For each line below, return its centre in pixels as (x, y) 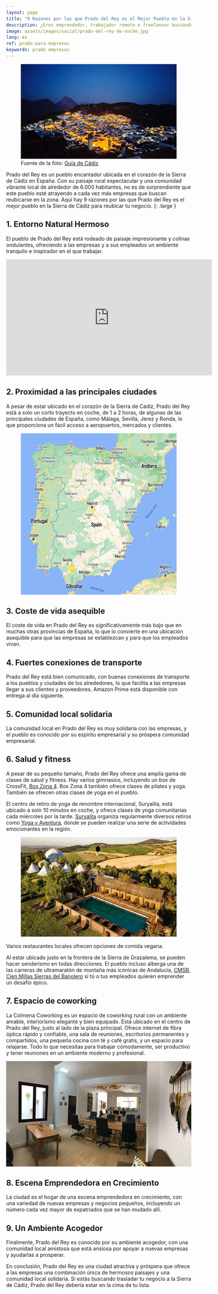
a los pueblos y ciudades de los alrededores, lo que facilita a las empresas (96, 683)
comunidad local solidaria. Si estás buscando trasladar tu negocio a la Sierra (99, 1279)
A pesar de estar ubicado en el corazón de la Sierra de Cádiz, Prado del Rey (98, 406)
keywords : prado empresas (38, 50)
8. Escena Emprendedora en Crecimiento (83, 1183)
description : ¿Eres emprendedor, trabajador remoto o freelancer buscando (100, 25)
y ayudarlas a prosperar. (36, 1255)
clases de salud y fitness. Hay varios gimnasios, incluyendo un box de (91, 780)
